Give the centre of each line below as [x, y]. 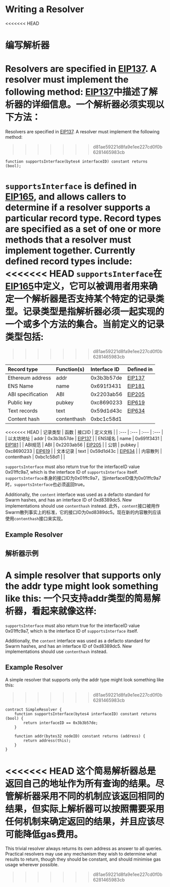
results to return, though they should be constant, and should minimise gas [83, 859]
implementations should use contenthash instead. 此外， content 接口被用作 [82, 506]
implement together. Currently [70, 250]
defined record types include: [69, 261]
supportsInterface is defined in [71, 186]
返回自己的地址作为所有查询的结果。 [80, 783]
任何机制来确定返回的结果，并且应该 [80, 821]
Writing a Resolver [45, 9]
